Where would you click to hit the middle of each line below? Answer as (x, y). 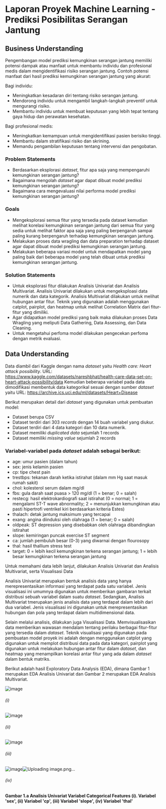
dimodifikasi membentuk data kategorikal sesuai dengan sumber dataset (80, 387)
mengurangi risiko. (31, 106)
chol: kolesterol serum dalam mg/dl (48, 488)
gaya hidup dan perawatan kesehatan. (51, 117)
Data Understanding (37, 354)
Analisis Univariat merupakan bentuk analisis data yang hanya (68, 581)
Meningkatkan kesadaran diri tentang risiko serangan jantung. (75, 95)
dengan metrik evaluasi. (37, 338)
